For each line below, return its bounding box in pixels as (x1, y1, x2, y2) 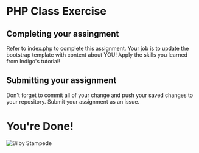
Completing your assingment (6, 29, 119, 39)
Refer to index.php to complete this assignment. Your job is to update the (6, 44, 189, 52)
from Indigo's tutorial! (6, 58, 60, 65)
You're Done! (6, 119, 74, 133)
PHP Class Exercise (6, 4, 106, 18)
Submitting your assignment (6, 75, 117, 86)
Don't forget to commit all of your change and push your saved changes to (6, 91, 194, 99)
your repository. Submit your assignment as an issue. (6, 98, 140, 105)
